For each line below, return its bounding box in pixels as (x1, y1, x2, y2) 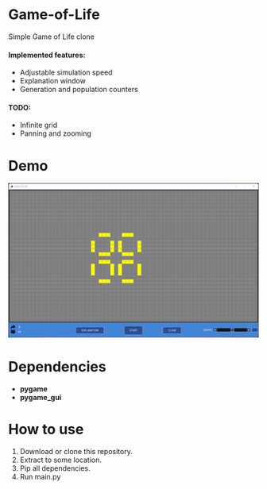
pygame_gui (19, 392, 62, 402)
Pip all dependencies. (19, 463, 91, 473)
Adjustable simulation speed (19, 67, 113, 77)
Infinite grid (19, 121, 58, 130)
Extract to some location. (19, 455, 102, 464)
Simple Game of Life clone (8, 32, 95, 41)
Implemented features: (8, 50, 86, 60)
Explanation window (19, 76, 86, 86)
